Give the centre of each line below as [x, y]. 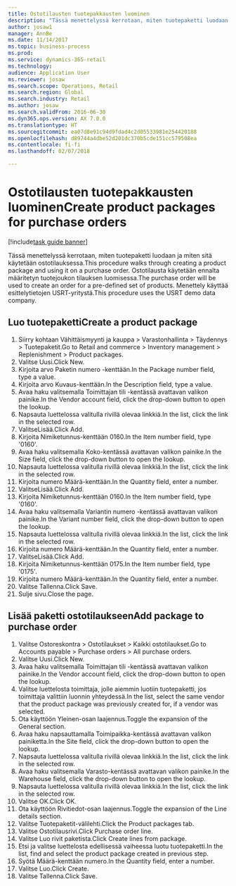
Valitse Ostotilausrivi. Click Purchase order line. [85, 831]
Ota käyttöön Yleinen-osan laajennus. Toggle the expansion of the [113, 718]
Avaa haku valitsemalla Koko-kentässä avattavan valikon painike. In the [120, 451]
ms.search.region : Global [46, 92]
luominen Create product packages [112, 207]
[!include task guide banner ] [48, 242]
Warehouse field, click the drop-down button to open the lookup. [112, 778]
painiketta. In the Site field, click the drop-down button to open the [113, 741]
